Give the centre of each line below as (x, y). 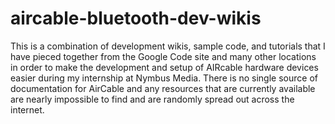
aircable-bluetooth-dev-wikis (136, 18)
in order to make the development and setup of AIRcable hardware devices (164, 67)
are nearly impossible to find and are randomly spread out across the (152, 99)
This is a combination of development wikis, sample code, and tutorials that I (168, 46)
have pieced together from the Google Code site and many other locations (163, 56)
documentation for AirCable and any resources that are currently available (163, 88)
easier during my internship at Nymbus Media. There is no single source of (164, 78)
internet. (27, 109)
